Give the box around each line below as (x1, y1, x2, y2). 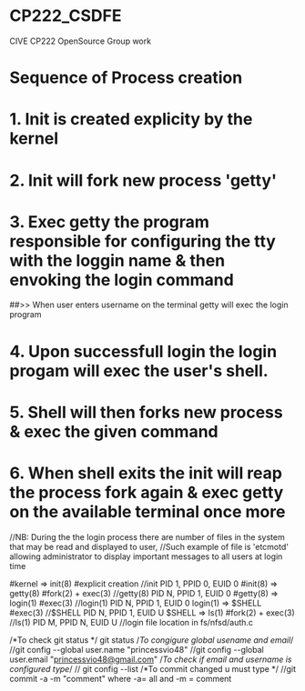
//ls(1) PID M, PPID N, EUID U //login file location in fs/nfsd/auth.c (9, 616, 253, 627)
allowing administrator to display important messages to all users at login (9, 551, 283, 562)
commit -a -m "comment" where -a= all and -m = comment (9, 673, 232, 684)
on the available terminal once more (9, 502, 286, 522)
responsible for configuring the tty (9, 231, 276, 251)
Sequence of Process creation (9, 67, 243, 88)
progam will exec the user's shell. (9, 360, 269, 381)
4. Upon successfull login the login (9, 341, 278, 362)
